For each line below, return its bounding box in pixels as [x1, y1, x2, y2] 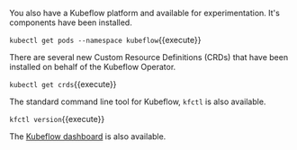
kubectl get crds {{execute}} [9, 79, 117, 89]
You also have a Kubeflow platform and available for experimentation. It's [9, 8, 281, 18]
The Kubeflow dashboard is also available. [9, 131, 166, 142]
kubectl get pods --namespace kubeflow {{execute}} [9, 35, 202, 45]
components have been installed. [9, 17, 132, 28]
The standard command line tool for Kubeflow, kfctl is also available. [9, 96, 266, 107]
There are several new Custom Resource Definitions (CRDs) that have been [9, 52, 289, 62]
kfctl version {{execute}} [9, 114, 105, 124]
